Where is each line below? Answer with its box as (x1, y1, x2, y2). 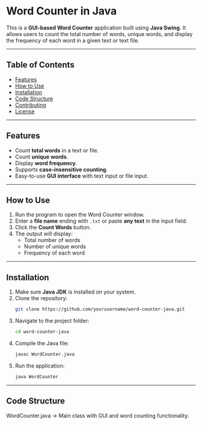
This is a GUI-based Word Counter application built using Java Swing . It (6, 24, 186, 31)
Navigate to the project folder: (14, 317, 90, 325)
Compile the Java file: (14, 339, 69, 346)
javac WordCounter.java (14, 351, 75, 357)
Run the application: (14, 362, 65, 369)
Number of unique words (23, 243, 86, 250)
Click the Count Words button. (14, 224, 91, 231)
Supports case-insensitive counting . (14, 166, 108, 173)
